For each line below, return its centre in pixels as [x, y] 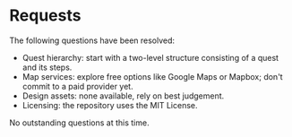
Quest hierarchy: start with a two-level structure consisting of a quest [150, 57]
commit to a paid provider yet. [77, 86]
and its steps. [47, 67]
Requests [45, 16]
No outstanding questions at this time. [79, 123]
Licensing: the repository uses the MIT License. [110, 105]
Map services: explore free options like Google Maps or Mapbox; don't [153, 76]
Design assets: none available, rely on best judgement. [123, 96]
